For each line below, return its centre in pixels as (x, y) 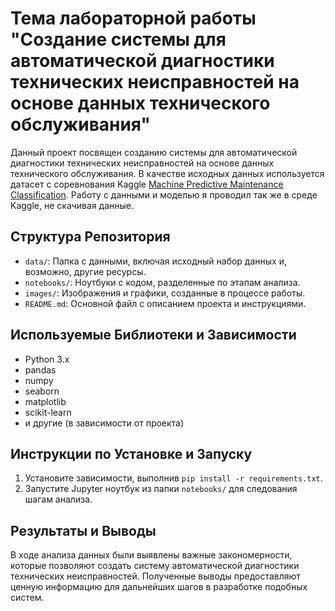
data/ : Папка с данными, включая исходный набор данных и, (155, 261)
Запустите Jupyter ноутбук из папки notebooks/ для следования (161, 489)
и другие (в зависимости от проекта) (104, 423)
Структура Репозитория (90, 237)
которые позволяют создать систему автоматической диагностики (155, 566)
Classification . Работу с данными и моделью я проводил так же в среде (164, 194)
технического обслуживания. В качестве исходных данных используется (167, 173)
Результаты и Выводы (83, 530)
